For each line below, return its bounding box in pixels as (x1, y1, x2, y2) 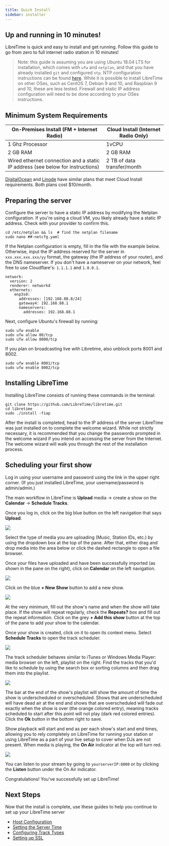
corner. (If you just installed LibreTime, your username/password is (5, 479, 144, 485)
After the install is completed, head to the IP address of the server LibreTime (5, 419, 163, 426)
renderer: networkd (10, 283, 51, 288)
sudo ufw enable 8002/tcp (5, 365, 59, 370)
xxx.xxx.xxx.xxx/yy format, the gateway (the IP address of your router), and (5, 253, 163, 260)
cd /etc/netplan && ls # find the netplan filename (5, 230, 118, 235)
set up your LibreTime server (5, 809, 65, 815)
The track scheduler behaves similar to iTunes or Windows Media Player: (5, 654, 156, 660)
